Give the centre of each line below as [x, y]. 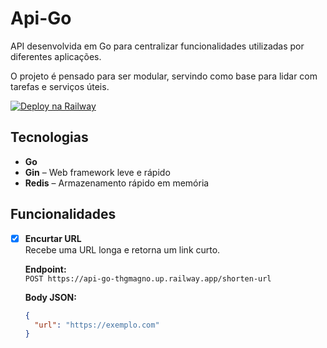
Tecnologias [49, 137]
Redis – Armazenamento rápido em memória [117, 183]
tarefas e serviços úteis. [60, 86]
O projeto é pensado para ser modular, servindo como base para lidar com [164, 76]
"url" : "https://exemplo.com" [97, 325]
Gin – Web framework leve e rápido [97, 172]
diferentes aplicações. [56, 56]
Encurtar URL [53, 238]
